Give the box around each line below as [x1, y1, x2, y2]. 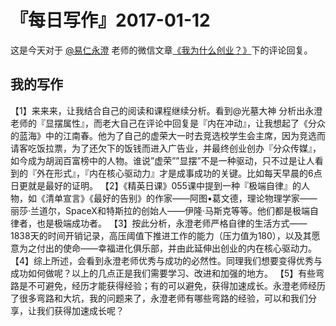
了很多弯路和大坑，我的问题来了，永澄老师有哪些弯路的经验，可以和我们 [10, 292, 308, 304]
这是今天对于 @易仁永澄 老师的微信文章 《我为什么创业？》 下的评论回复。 [10, 44, 313, 56]
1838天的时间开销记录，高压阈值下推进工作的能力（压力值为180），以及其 [10, 229, 312, 241]
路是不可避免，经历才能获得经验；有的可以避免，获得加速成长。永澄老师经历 [10, 279, 326, 291]
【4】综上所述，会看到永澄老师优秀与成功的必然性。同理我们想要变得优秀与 [10, 254, 323, 266]
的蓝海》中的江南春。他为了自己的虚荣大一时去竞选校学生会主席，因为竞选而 [10, 129, 326, 141]
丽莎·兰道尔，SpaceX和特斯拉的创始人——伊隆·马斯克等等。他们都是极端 [10, 204, 310, 216]
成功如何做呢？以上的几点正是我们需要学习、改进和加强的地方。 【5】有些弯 [10, 267, 325, 279]
